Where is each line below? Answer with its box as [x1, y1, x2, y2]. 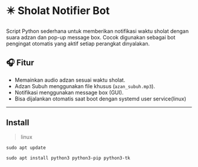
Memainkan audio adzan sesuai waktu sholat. [14, 76, 126, 83]
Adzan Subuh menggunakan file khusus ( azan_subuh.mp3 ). [14, 82, 155, 89]
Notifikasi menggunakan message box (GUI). [14, 89, 124, 96]
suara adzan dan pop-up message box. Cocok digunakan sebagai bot [6, 34, 176, 41]
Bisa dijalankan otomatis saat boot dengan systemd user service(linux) [14, 95, 187, 102]
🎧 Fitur [6, 58, 34, 68]
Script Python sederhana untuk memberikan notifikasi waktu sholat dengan [6, 27, 189, 35]
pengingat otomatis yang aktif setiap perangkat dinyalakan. [6, 40, 150, 47]
